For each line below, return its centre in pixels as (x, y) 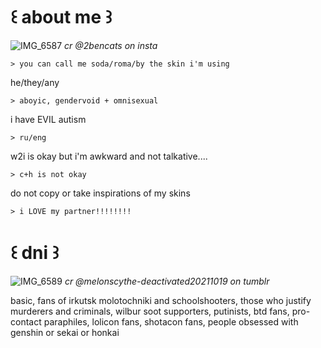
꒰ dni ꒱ (35, 253)
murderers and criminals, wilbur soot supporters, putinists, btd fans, (150, 311)
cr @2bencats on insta (111, 45)
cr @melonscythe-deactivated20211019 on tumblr (167, 281)
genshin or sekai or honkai (65, 332)
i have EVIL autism (48, 119)
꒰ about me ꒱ (61, 17)
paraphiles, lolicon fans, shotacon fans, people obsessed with (171, 321)
